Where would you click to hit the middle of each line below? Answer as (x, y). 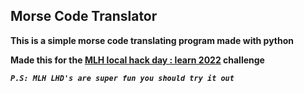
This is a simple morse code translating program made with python (152, 40)
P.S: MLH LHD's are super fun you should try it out (122, 78)
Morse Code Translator (84, 16)
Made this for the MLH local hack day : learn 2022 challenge (137, 60)
